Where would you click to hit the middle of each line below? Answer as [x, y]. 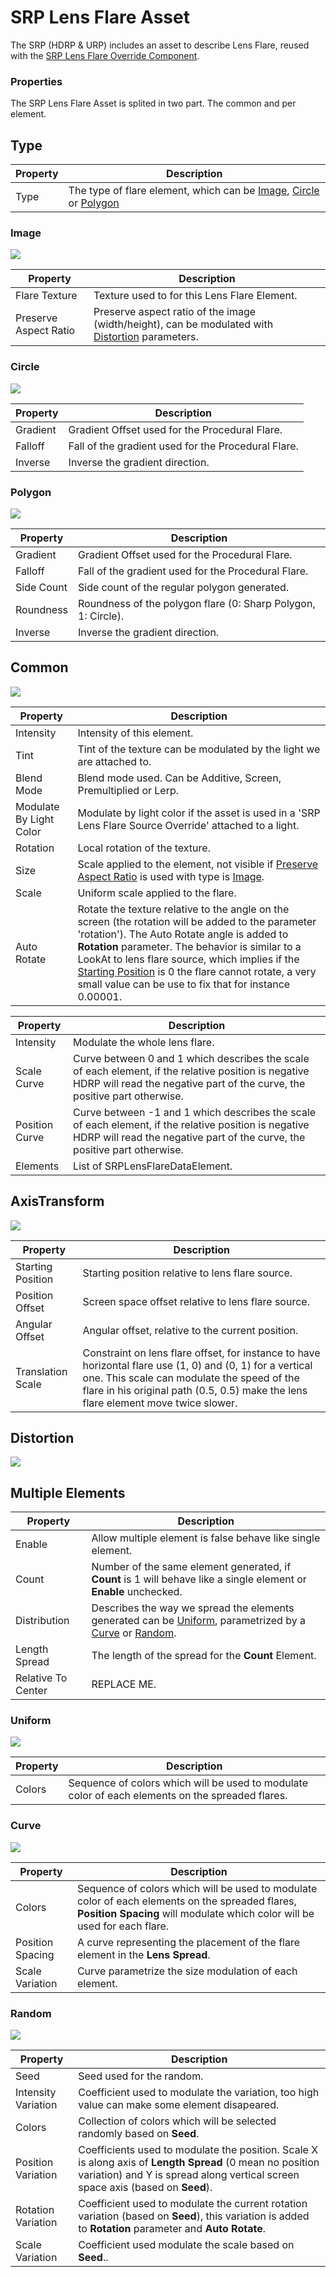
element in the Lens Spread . [143, 1954]
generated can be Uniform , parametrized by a [198, 1621]
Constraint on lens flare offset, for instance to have [201, 1353]
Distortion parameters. [146, 337]
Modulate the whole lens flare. [144, 1042]
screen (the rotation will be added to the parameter [197, 921]
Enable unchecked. [137, 1592]
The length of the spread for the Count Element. [204, 1656]
